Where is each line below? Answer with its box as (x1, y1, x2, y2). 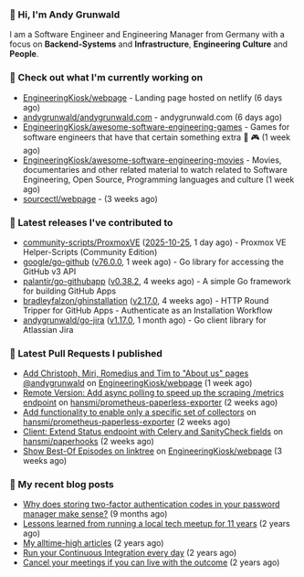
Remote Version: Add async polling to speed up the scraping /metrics (22, 388, 285, 399)
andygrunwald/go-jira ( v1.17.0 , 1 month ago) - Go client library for (22, 315, 267, 326)
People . (9, 48, 39, 59)
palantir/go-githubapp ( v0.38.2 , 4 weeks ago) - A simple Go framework (22, 275, 291, 286)
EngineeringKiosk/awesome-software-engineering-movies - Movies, (22, 155, 282, 166)
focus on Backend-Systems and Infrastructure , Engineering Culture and (9, 38, 288, 49)
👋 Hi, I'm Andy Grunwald (9, 8, 121, 21)
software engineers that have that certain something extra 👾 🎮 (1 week (22, 132, 290, 143)
